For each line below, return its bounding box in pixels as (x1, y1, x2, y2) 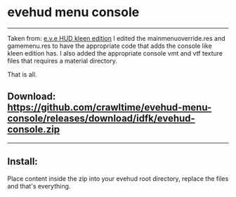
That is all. (7, 70, 37, 78)
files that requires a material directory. (7, 56, 117, 65)
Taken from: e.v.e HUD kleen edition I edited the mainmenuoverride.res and (7, 34, 226, 42)
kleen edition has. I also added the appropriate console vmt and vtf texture (7, 49, 223, 57)
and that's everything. (7, 182, 71, 190)
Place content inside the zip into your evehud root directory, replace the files (7, 174, 229, 183)
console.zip (7, 124, 60, 136)
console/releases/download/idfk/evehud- (7, 113, 195, 125)
